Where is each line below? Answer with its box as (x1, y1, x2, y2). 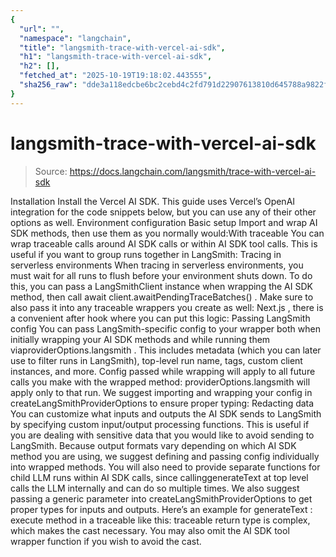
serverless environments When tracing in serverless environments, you (10, 259, 304, 271)
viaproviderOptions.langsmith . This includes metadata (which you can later (10, 344, 322, 356)
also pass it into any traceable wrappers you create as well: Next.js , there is (10, 301, 324, 313)
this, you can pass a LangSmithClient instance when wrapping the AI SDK (10, 280, 313, 292)
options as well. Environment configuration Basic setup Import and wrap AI (10, 216, 318, 228)
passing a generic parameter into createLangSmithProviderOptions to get (10, 492, 313, 505)
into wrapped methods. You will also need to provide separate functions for (10, 461, 321, 473)
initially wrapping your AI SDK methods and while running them (10, 333, 271, 345)
